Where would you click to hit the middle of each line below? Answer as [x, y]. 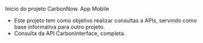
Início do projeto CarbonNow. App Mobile [57, 9]
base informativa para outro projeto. [59, 27]
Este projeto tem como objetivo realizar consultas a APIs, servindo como [105, 20]
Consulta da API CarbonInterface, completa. [70, 33]
